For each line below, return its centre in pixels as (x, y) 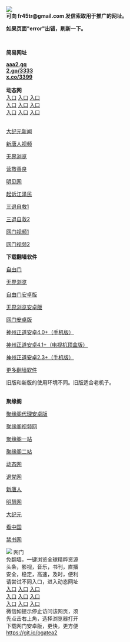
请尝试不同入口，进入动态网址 (42, 581)
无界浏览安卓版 (24, 307)
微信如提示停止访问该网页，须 (42, 611)
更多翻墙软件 (21, 370)
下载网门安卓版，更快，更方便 (42, 626)
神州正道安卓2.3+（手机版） (40, 357)
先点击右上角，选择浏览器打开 (42, 618)
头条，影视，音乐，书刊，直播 (42, 567)
